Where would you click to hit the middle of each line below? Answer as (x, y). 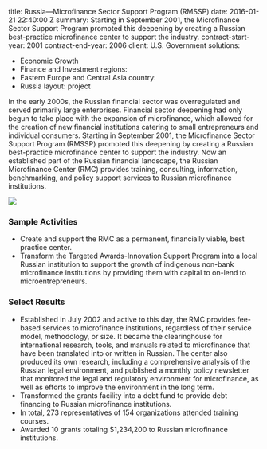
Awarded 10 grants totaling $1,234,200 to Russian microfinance (124, 429)
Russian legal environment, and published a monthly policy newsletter (134, 370)
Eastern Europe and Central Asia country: (88, 78)
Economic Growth (49, 61)
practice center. (46, 248)
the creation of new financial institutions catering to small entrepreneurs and (133, 127)
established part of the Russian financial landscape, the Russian (113, 161)
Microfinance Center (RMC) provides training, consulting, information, (123, 169)
